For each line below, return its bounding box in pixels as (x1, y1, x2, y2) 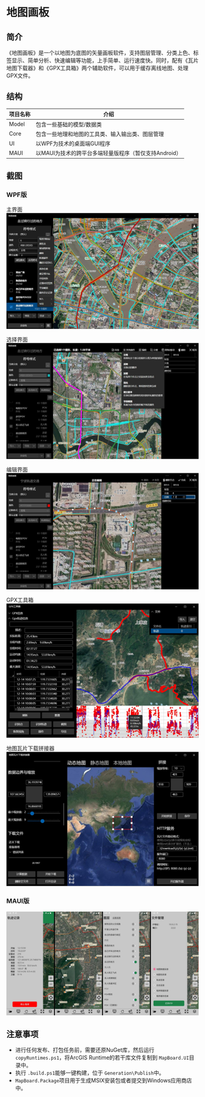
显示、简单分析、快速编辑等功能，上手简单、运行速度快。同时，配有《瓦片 (11, 57, 199, 64)
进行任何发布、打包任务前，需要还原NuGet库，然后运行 (15, 1046, 154, 1054)
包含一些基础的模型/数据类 (35, 120, 103, 128)
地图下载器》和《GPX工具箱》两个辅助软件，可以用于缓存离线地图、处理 (6, 65, 189, 71)
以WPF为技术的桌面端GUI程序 (35, 140, 111, 147)
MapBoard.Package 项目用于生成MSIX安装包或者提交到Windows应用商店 (15, 1077, 192, 1084)
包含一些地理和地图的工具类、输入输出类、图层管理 (35, 130, 164, 137)
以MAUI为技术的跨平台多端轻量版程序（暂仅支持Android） (35, 149, 182, 157)
